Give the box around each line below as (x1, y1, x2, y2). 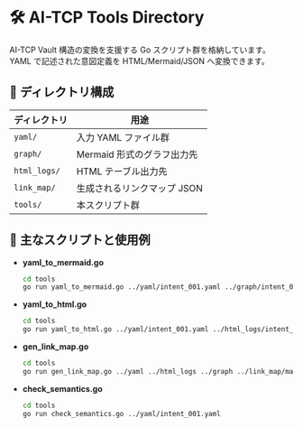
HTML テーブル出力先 (76, 164, 168, 177)
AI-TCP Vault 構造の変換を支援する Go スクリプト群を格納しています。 (9, 44, 271, 55)
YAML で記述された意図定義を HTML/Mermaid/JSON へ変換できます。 (9, 55, 270, 66)
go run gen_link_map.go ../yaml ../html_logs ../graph (22, 367, 234, 376)
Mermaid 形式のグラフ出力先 (76, 148, 198, 161)
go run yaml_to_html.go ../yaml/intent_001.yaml (22, 325, 209, 334)
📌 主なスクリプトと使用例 (9, 232, 151, 248)
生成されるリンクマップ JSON (76, 181, 203, 194)
